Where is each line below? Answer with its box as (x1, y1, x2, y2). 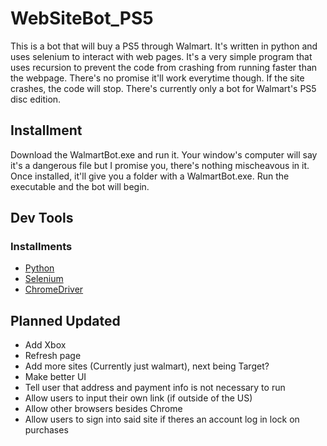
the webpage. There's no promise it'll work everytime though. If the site (10, 72, 305, 84)
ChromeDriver (24, 283, 84, 296)
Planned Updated (10, 312, 121, 329)
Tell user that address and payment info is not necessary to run (24, 382, 286, 394)
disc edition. (10, 93, 62, 105)
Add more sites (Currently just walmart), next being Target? (24, 360, 270, 372)
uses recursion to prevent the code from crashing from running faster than (10, 61, 318, 73)
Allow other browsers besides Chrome (24, 403, 183, 415)
